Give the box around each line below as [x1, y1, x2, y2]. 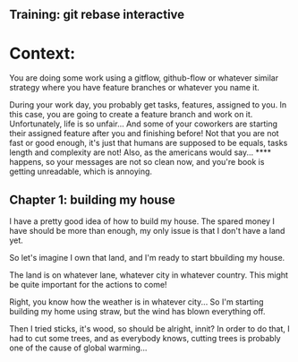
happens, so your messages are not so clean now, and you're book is [9, 157, 265, 168]
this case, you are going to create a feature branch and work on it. [9, 109, 253, 120]
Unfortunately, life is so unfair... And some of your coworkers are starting [9, 118, 278, 129]
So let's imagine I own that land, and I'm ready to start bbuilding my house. [9, 253, 285, 263]
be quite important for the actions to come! [9, 280, 167, 290]
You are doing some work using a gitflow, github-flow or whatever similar [9, 73, 279, 83]
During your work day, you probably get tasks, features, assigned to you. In [9, 99, 287, 110]
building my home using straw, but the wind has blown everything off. [9, 306, 266, 317]
